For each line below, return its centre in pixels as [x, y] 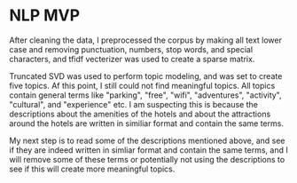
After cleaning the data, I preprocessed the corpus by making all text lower [145, 40]
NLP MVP [45, 16]
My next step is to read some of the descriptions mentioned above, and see [147, 140]
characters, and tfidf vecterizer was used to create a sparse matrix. [132, 59]
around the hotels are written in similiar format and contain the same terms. [146, 123]
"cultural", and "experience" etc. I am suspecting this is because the [134, 104]
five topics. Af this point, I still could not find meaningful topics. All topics [142, 85]
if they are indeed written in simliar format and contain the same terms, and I [148, 150]
